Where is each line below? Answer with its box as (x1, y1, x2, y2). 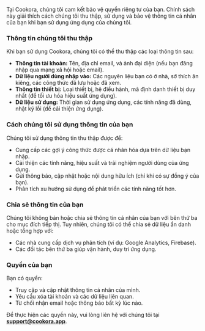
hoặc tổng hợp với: (6, 227, 54, 235)
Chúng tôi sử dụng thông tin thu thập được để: (6, 134, 123, 142)
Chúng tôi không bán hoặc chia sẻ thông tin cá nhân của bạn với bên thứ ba (6, 214, 198, 221)
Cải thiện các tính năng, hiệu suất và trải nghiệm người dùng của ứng (15, 159, 189, 166)
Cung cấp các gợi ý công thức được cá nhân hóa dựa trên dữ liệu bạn (15, 146, 191, 153)
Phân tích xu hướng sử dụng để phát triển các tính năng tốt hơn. (15, 185, 176, 192)
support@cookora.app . (6, 318, 67, 325)
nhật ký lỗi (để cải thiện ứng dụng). (15, 105, 104, 112)
